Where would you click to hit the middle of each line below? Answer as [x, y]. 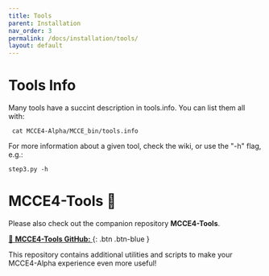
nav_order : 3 [30, 31]
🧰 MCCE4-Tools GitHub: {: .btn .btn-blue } [79, 239]
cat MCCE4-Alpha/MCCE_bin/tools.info [75, 131]
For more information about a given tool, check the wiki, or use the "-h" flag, [135, 146]
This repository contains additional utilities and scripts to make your [121, 255]
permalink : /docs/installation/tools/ [73, 38]
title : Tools [30, 16]
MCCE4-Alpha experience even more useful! [83, 263]
